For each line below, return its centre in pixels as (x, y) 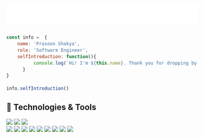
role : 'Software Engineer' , (53, 50)
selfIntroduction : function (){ (57, 56)
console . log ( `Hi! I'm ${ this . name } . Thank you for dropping (111, 63)
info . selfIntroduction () (38, 89)
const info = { (27, 38)
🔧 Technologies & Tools (51, 107)
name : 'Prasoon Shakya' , (49, 44)
